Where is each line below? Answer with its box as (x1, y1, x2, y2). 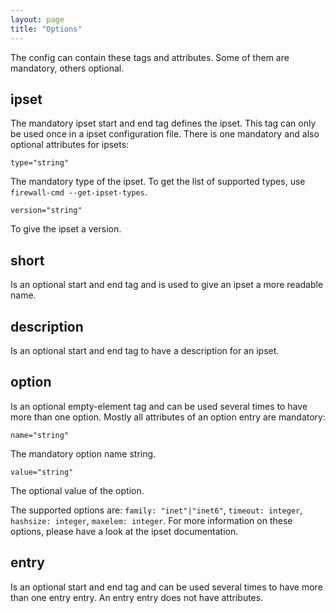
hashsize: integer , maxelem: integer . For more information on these (10, 514, 293, 526)
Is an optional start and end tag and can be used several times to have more (10, 581, 323, 593)
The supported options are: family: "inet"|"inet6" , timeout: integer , (10, 504, 303, 516)
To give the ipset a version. (10, 223, 122, 235)
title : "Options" (10, 24, 83, 34)
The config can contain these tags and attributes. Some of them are (10, 51, 290, 63)
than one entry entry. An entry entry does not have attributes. (10, 591, 264, 603)
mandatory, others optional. (10, 62, 125, 74)
